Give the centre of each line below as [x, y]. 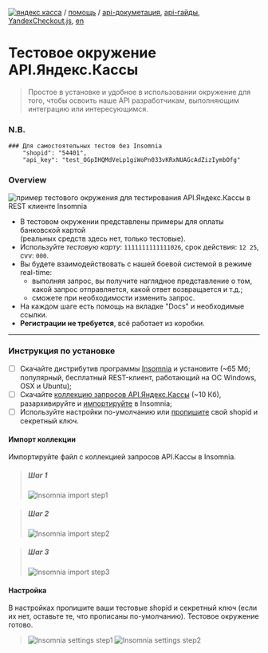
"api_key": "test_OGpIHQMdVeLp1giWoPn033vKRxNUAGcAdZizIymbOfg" [132, 160]
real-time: [36, 272]
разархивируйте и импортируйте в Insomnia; [96, 403]
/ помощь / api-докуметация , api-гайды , [132, 12]
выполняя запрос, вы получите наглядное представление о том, [142, 281]
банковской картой [53, 230]
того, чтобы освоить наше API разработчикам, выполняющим [133, 100]
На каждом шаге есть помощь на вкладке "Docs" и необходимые [132, 306]
